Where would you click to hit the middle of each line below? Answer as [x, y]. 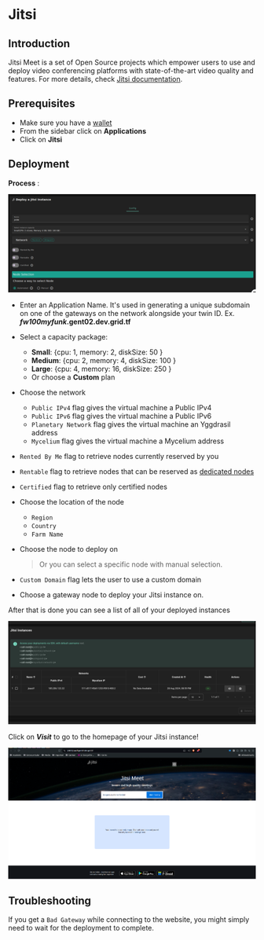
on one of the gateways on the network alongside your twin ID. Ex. [127, 314]
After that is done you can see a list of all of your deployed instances [119, 610]
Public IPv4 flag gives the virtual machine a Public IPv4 [121, 408]
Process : [24, 183]
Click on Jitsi [41, 139]
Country [44, 527]
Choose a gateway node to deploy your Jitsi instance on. [112, 595]
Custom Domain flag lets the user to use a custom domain [110, 580]
